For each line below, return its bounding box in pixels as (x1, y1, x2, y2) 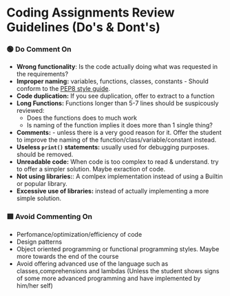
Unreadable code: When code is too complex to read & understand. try (16, 158, 219, 166)
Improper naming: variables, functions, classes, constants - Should (16, 77, 209, 85)
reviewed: (16, 107, 45, 115)
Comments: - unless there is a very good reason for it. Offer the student (16, 129, 222, 137)
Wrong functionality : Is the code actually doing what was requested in (16, 63, 218, 71)
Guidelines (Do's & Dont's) (6, 19, 160, 35)
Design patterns (16, 237, 63, 246)
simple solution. (16, 194, 62, 202)
